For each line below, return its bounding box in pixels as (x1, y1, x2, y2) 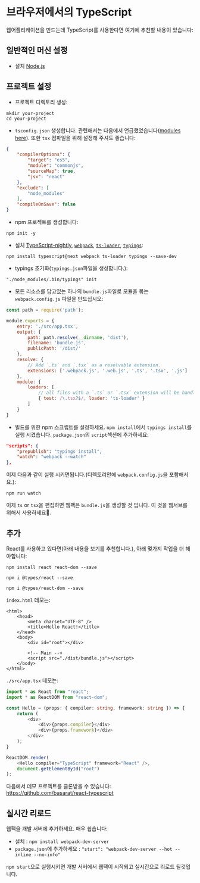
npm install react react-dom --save (6, 564, 97, 570)
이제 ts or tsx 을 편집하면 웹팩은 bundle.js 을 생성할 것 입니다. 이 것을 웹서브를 (6, 502, 188, 509)
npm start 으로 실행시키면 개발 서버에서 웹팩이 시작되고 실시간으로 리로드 (6, 863, 175, 870)
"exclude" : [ (17, 185, 49, 191)
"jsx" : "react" (27, 173, 65, 179)
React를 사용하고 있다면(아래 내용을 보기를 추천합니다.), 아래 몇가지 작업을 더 (6, 545, 185, 552)
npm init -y (6, 231, 36, 237)
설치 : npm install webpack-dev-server (14, 838, 110, 845)
